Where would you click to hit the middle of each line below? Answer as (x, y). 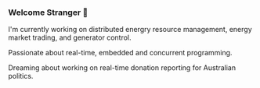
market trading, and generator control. (70, 37)
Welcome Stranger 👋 (48, 12)
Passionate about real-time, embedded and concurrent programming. (120, 53)
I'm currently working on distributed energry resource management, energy (130, 30)
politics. (21, 76)
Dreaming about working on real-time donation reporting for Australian (122, 68)
